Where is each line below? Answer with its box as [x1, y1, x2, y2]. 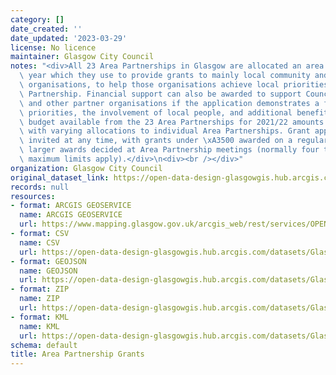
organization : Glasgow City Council [10, 163, 163, 173]
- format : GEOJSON [10, 256, 87, 266]
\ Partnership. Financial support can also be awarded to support [19, 89, 302, 99]
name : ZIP [19, 294, 60, 304]
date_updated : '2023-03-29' [10, 33, 128, 43]
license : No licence [10, 42, 97, 53]
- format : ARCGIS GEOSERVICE [10, 201, 132, 211]
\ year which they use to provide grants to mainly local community [19, 71, 311, 81]
